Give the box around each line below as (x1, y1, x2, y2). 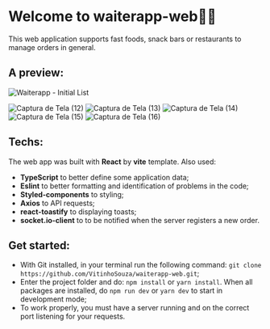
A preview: (8, 66, 64, 80)
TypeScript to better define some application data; (19, 172, 189, 182)
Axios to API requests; (19, 198, 95, 208)
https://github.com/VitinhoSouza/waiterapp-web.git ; (19, 268, 200, 278)
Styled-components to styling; (19, 189, 124, 199)
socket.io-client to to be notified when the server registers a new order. (19, 215, 260, 225)
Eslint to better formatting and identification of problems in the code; (19, 181, 249, 191)
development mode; (19, 294, 87, 304)
